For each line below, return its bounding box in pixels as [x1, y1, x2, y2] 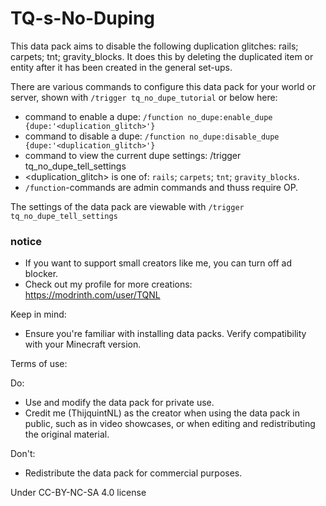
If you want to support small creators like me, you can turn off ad [24, 257, 293, 269]
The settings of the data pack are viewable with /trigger [10, 200, 245, 212]
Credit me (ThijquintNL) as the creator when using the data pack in [24, 407, 300, 419]
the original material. [24, 428, 110, 441]
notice [10, 234, 43, 248]
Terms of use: [10, 358, 68, 370]
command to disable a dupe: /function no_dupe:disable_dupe [24, 130, 280, 142]
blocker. [24, 268, 59, 280]
